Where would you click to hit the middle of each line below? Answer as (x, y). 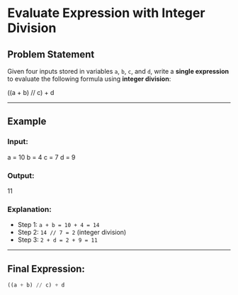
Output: (21, 175)
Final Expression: (46, 268)
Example (27, 122)
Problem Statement (51, 54)
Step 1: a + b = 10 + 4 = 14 (58, 225)
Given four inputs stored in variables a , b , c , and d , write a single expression (118, 71)
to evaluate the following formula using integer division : (89, 79)
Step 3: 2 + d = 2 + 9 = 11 (57, 240)
